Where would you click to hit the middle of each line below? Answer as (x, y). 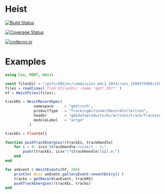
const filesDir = (23, 84)
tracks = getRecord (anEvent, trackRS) (54, 179)
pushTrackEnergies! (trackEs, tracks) (53, 183)
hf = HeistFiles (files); (30, 93)
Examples (26, 62)
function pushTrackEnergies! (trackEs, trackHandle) (59, 142)
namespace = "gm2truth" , (63, 106)
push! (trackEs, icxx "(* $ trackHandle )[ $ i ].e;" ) (71, 152)
